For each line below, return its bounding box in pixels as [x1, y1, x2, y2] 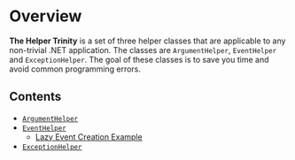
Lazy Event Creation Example [35, 131, 144, 142]
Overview [9, 6, 82, 27]
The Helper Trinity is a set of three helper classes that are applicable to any [9, 35, 286, 46]
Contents [9, 89, 62, 104]
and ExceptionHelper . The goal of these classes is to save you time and [9, 54, 269, 65]
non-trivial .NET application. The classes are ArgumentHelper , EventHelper [9, 44, 277, 55]
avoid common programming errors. [9, 64, 142, 74]
